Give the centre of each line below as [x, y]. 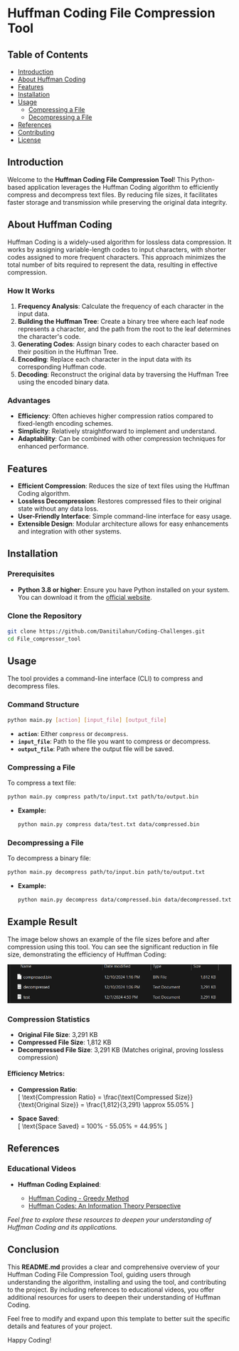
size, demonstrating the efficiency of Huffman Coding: [87, 954]
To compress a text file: [42, 783]
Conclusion [33, 1250]
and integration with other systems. [70, 531]
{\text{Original [38, 1105]
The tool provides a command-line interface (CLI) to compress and [105, 678]
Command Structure [43, 704]
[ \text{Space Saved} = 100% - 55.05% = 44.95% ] [92, 1126]
